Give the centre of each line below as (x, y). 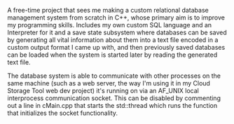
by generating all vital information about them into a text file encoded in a (113, 40)
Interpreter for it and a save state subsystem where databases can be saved (117, 32)
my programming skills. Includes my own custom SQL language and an (110, 25)
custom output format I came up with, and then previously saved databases (116, 47)
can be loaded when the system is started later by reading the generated (112, 55)
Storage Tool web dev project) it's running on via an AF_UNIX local (103, 91)
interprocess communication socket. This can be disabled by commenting (114, 98)
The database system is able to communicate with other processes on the (114, 76)
